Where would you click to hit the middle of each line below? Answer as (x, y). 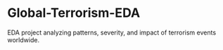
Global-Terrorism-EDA (74, 13)
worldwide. (24, 39)
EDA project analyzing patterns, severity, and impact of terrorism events (112, 32)
